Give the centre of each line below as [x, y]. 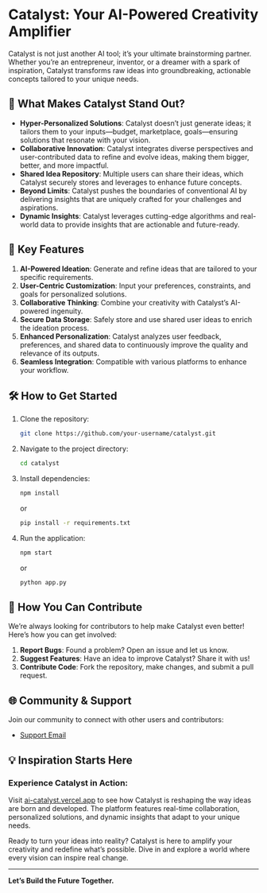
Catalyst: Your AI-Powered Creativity [133, 15]
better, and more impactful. [64, 165]
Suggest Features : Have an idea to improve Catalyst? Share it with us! [135, 658]
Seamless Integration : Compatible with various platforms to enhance [133, 361]
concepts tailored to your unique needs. [74, 79]
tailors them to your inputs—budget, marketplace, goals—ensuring [129, 131]
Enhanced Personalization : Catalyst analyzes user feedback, [120, 336]
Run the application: [52, 538]
